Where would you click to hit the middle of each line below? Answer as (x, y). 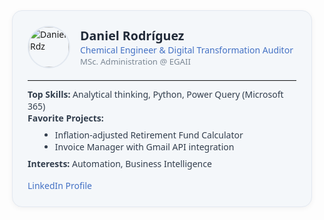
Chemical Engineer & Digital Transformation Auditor (187, 50)
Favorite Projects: (65, 118)
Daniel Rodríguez (132, 35)
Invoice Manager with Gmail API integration (144, 146)
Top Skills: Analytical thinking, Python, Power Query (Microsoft (155, 94)
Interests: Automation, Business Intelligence (119, 163)
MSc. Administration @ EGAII (135, 61)
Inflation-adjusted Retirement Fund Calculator (149, 135)
